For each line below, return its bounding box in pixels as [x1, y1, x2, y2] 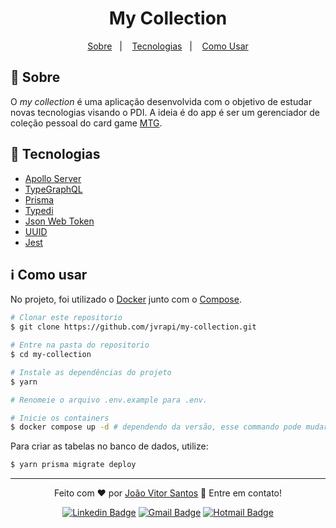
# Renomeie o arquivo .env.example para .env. [10, 395, 208, 405]
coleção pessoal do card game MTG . [10, 117, 163, 129]
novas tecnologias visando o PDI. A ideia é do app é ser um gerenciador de [10, 106, 320, 118]
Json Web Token [24, 215, 95, 227]
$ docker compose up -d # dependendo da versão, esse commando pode [10, 422, 302, 432]
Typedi [24, 204, 54, 216]
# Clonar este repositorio [10, 313, 123, 323]
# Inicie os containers [10, 413, 110, 423]
